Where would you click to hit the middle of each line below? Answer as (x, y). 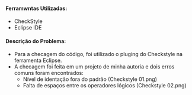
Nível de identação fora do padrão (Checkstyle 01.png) (90, 79)
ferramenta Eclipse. (38, 60)
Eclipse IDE (28, 28)
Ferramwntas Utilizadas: (36, 8)
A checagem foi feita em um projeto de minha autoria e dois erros (94, 67)
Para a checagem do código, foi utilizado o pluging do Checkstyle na (98, 54)
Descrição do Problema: (36, 41)
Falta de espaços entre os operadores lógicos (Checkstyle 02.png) (105, 86)
